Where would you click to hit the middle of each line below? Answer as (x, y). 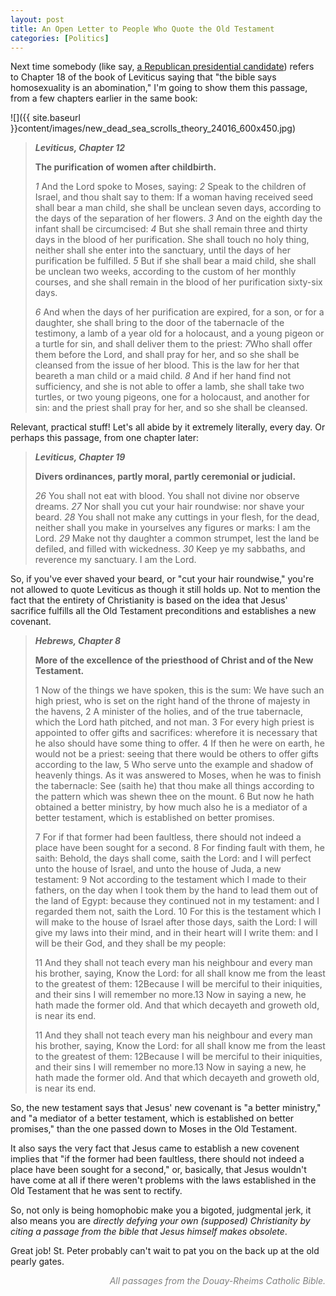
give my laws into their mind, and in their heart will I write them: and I (176, 933)
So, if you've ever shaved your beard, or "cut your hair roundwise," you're (162, 579)
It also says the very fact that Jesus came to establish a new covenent (155, 1148)
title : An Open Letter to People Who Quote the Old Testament (142, 29)
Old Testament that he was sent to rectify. (96, 1191)
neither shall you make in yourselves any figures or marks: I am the (172, 528)
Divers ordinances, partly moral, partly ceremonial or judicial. (165, 477)
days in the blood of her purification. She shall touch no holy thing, (172, 240)
